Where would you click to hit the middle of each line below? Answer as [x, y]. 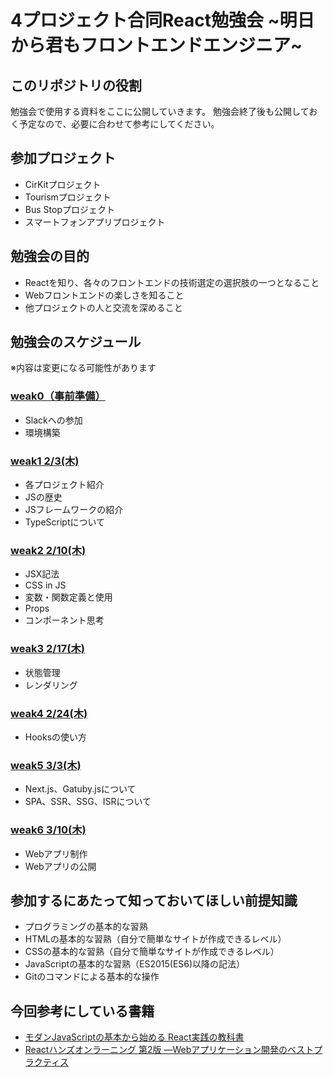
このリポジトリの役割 [76, 85]
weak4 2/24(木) [49, 713]
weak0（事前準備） [58, 396]
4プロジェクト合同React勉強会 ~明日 [162, 20]
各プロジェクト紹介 [64, 485]
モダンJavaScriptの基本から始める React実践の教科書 [134, 1037]
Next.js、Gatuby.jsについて [80, 789]
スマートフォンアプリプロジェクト [95, 222]
